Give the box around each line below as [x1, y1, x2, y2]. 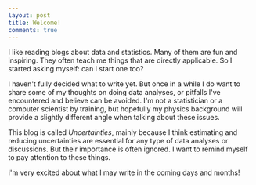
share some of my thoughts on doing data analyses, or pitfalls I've [8, 88, 221, 97]
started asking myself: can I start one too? [8, 64, 144, 74]
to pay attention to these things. [8, 153, 111, 162]
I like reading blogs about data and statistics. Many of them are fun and [8, 48, 238, 57]
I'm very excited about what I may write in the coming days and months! [8, 168, 240, 177]
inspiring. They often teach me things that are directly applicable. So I [8, 56, 233, 65]
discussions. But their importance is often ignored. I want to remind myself [8, 144, 248, 154]
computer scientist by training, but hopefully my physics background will [8, 104, 243, 114]
